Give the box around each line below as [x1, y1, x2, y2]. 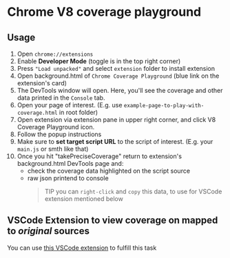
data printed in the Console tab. [17, 94, 105, 102]
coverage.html [17, 109, 58, 116]
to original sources [7, 225, 90, 237]
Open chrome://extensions [17, 50, 94, 58]
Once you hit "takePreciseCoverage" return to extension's [17, 152, 182, 160]
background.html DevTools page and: [17, 160, 124, 167]
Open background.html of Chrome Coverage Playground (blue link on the [17, 72, 220, 80]
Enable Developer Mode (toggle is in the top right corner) [17, 57, 181, 65]
